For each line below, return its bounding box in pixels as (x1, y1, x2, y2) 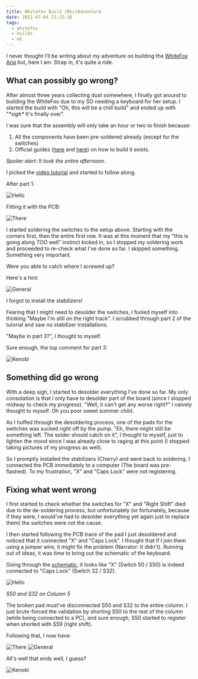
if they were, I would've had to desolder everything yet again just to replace (6, 513, 190, 520)
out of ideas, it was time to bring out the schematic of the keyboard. (6, 549, 171, 557)
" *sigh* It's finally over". (6, 110, 65, 117)
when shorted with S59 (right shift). (6, 620, 93, 628)
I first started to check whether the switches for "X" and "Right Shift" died (6, 500, 186, 507)
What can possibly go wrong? (6, 76, 118, 86)
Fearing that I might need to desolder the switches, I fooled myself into (6, 308, 178, 315)
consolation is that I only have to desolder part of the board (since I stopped (6, 395, 191, 402)
